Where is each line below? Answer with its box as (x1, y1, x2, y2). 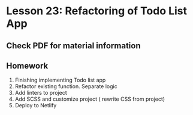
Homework (6, 61, 49, 71)
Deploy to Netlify (14, 102, 57, 109)
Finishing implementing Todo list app (14, 76, 106, 84)
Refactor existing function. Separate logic (14, 83, 118, 90)
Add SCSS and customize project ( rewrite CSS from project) (14, 95, 165, 102)
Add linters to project (14, 89, 67, 97)
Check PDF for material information (6, 41, 141, 51)
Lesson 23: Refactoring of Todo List (6, 4, 188, 18)
